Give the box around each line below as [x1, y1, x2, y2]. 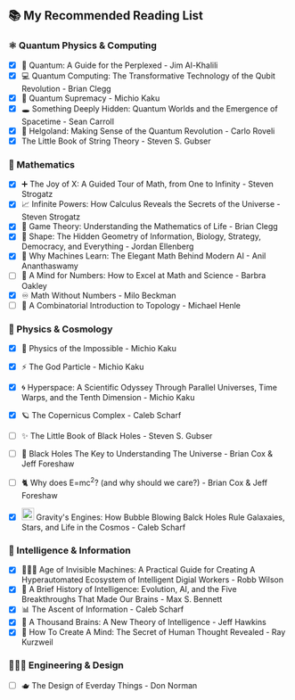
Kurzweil [20, 637, 54, 647]
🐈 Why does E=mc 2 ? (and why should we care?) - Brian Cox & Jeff [20, 476, 268, 488]
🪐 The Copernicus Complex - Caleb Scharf [20, 410, 182, 421]
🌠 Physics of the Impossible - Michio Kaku [20, 342, 177, 353]
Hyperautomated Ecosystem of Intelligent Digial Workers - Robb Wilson [20, 574, 284, 585]
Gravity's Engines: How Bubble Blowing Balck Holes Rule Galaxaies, [36, 512, 285, 523]
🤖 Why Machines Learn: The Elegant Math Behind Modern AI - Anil [20, 251, 266, 261]
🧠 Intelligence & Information [8, 544, 131, 556]
